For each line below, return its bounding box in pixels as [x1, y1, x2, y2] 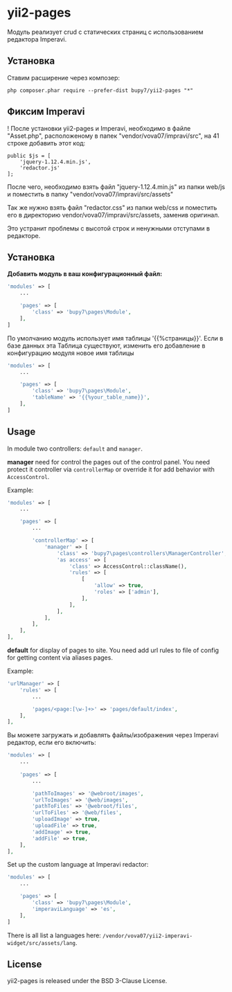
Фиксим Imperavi [7, 106, 85, 118]
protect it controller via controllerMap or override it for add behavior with [7, 465, 215, 474]
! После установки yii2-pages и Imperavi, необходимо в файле [7, 124, 191, 132]
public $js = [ [7, 152, 51, 159]
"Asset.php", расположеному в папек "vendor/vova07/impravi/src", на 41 [7, 132, 220, 140]
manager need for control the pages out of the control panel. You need [7, 458, 210, 466]
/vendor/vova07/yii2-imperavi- [102, 932, 193, 939]
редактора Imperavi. [7, 35, 67, 43]
